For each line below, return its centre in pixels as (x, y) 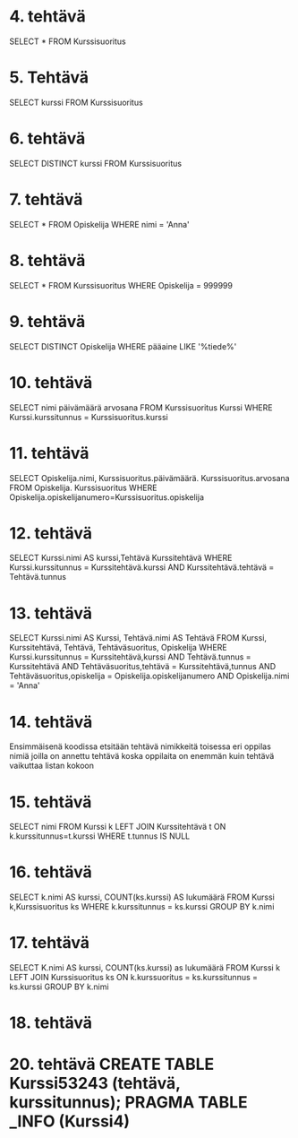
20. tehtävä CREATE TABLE (112, 1064)
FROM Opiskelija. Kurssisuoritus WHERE (83, 487)
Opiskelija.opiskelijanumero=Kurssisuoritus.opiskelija (106, 497)
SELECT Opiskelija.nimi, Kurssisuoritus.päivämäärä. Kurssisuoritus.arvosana (149, 478)
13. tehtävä (51, 613)
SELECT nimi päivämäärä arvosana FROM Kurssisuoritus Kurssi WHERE (141, 407)
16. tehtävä (51, 872)
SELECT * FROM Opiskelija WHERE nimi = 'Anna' (99, 224)
